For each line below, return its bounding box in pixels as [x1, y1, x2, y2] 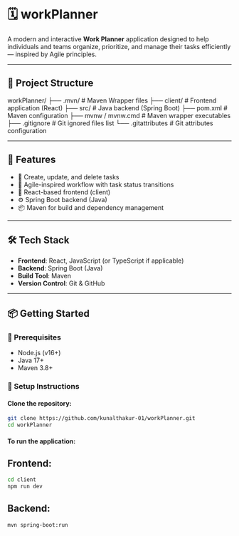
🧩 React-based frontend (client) [17, 187, 111, 196]
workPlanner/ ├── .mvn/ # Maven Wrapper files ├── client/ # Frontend [7, 96, 217, 105]
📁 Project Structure [7, 77, 94, 90]
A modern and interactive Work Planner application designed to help [7, 34, 210, 43]
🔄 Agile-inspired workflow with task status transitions [17, 180, 174, 189]
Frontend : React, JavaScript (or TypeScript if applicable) [17, 256, 184, 265]
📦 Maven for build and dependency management [17, 203, 164, 211]
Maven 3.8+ [17, 364, 53, 372]
